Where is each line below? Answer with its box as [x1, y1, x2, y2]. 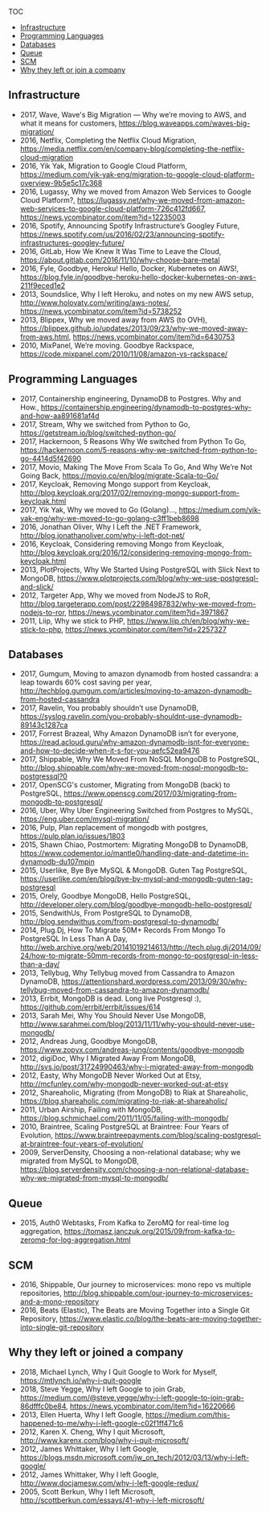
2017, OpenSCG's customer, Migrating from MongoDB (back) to [19, 780, 231, 790]
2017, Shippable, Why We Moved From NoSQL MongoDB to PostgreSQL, [19, 754, 260, 764]
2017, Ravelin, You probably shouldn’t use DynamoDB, [19, 703, 199, 713]
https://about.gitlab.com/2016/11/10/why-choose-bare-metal [19, 255, 220, 265]
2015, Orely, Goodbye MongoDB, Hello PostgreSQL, [19, 891, 191, 901]
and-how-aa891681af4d [19, 410, 100, 421]
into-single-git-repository [19, 1322, 104, 1332]
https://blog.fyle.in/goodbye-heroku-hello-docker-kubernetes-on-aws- [19, 272, 256, 282]
